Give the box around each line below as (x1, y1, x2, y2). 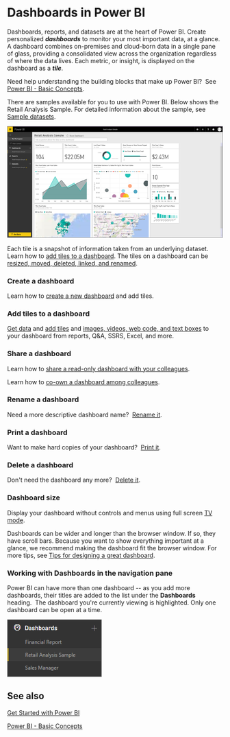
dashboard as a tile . (7, 64, 64, 72)
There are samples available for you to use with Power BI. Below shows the (7, 97, 219, 106)
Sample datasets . (7, 112, 56, 121)
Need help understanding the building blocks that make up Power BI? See (7, 77, 217, 85)
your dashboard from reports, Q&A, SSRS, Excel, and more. (7, 331, 175, 340)
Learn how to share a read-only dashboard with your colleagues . (7, 364, 190, 373)
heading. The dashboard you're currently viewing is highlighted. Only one (7, 598, 216, 607)
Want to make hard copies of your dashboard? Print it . (7, 443, 161, 452)
